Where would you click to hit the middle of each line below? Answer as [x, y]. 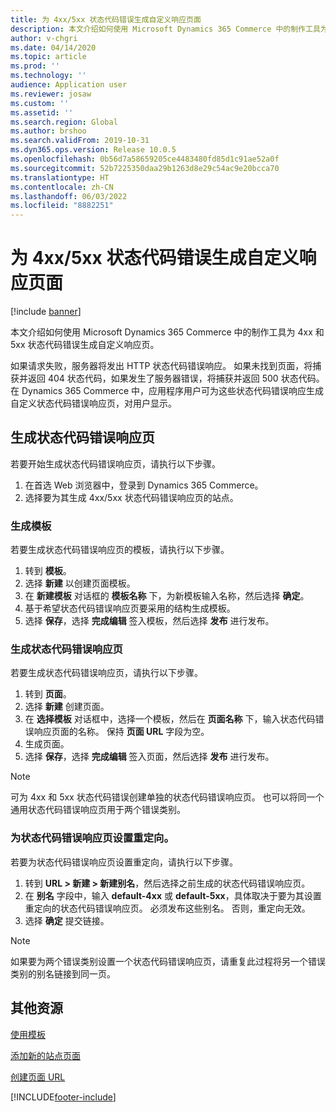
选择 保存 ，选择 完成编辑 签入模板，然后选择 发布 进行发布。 [149, 621]
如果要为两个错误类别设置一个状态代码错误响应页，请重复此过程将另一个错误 [168, 961]
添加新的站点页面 [45, 1055]
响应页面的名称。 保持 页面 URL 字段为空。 [121, 732]
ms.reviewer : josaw [51, 94]
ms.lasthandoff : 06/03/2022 [69, 196]
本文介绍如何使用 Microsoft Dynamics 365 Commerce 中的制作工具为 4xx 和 [167, 332]
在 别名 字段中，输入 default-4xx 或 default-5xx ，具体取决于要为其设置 [173, 895]
